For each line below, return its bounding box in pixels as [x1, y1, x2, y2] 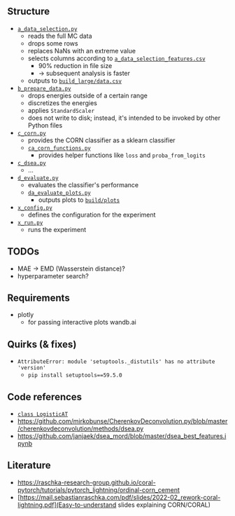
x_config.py [17, 204, 52, 211]
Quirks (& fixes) [7, 338, 77, 350]
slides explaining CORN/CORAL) [117, 501, 211, 509]
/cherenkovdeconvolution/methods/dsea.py [17, 424, 144, 433]
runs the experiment [27, 225, 86, 233]
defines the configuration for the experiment [27, 210, 156, 219]
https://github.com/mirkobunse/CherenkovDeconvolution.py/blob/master [17, 417, 228, 426]
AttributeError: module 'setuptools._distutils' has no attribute [17, 358, 215, 365]
